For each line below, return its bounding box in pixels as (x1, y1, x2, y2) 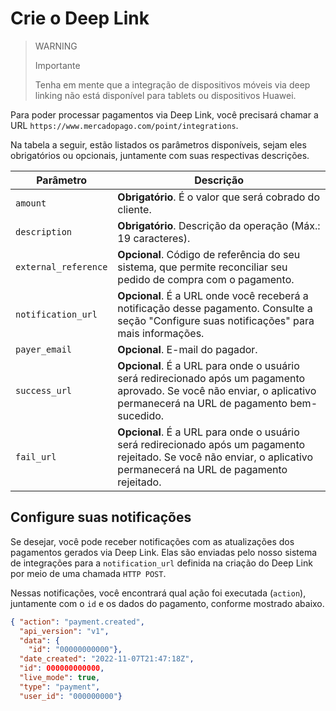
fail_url (15, 451, 57, 462)
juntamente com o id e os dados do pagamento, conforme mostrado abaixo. (10, 597, 325, 609)
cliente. (117, 202, 152, 216)
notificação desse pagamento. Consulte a (117, 301, 313, 315)
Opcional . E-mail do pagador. (117, 342, 258, 356)
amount (15, 197, 47, 209)
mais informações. (117, 326, 205, 340)
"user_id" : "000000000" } (19, 691, 123, 701)
